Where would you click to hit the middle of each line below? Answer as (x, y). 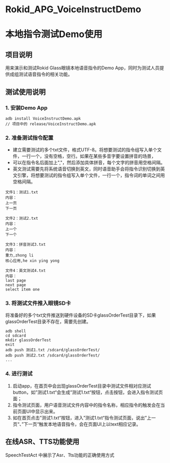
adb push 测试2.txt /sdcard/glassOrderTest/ (53, 355)
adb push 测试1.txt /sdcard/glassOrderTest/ (53, 350)
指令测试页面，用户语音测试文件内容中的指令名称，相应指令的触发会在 (87, 405)
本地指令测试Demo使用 (54, 34)
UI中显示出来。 (42, 411)
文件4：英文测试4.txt (26, 271)
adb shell (16, 331)
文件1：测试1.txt (22, 192)
